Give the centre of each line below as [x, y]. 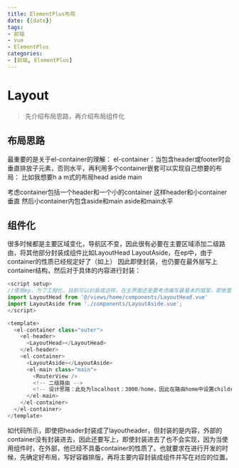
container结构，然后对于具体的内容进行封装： [74, 270]
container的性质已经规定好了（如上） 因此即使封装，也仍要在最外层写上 [113, 262]
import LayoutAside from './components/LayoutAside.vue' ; [95, 304]
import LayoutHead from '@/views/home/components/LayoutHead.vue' [108, 297]
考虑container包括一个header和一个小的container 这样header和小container [117, 192]
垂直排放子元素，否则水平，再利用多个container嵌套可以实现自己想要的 [112, 168]
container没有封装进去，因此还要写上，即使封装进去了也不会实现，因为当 [115, 439]
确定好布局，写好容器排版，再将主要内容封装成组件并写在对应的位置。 [129, 457]
